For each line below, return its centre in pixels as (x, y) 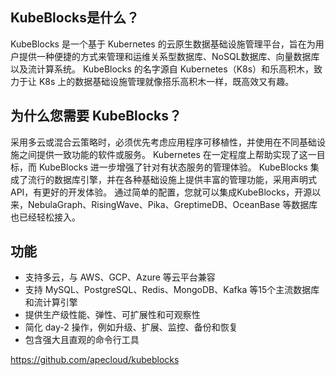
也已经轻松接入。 (45, 217)
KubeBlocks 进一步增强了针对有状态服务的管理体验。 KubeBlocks (173, 167)
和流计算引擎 (51, 302)
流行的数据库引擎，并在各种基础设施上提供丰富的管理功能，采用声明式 (172, 179)
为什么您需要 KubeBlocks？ (96, 116)
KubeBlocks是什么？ (75, 18)
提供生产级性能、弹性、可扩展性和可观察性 (112, 315)
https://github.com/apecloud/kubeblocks (95, 360)
